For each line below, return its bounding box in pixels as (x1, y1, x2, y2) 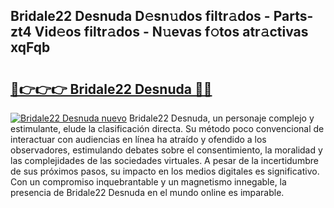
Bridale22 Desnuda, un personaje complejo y (128, 112, 315, 124)
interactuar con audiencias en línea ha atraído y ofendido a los (10, 134, 267, 145)
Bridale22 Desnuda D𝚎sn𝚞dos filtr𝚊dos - (10, 8, 271, 25)
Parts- (273, 8, 314, 25)
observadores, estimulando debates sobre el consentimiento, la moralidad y (10, 144, 323, 156)
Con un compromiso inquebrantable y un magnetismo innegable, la (10, 176, 287, 188)
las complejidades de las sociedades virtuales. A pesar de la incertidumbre (10, 155, 319, 166)
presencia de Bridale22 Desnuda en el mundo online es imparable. (10, 187, 285, 198)
